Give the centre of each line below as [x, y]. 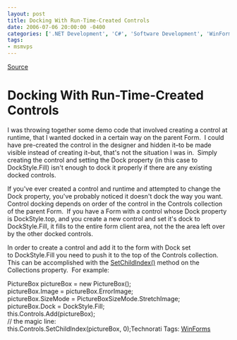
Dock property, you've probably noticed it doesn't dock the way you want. [115, 196]
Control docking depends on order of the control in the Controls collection [115, 204]
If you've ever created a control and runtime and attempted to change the [114, 189]
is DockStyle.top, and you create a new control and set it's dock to [104, 218]
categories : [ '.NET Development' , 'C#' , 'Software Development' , [105, 34]
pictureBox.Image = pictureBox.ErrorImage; [71, 291]
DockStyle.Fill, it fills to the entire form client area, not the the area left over [116, 226]
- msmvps [20, 47]
